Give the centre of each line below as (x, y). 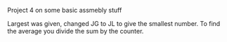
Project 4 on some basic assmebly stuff (65, 10)
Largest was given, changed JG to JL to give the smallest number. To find (114, 23)
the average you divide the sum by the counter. (76, 31)
